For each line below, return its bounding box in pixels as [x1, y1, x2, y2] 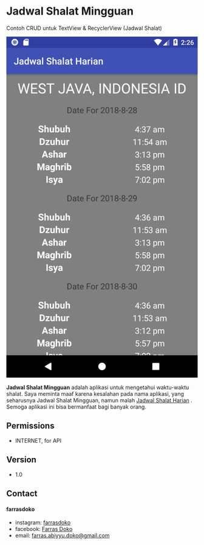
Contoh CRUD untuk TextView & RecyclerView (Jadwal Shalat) [6, 24, 162, 32]
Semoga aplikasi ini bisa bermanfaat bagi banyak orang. [6, 403, 147, 410]
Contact [6, 488, 38, 499]
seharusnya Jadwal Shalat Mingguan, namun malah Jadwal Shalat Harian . [6, 396, 192, 404]
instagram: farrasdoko [15, 519, 71, 526]
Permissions [6, 421, 55, 431]
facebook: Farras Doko [15, 526, 73, 533]
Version [6, 455, 36, 465]
